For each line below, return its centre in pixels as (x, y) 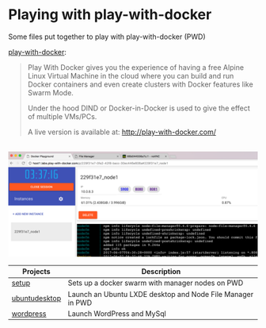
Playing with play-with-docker (110, 15)
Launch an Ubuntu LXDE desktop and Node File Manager (161, 294)
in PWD (80, 303)
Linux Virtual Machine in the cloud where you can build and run (131, 75)
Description (161, 272)
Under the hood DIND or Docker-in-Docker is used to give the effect (139, 108)
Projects (36, 272)
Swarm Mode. (50, 92)
